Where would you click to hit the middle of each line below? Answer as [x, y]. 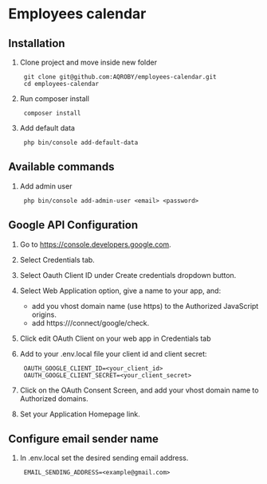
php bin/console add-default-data [81, 142]
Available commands [61, 167]
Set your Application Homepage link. [80, 414]
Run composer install [55, 99]
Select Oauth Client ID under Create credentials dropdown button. [128, 275]
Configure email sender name [84, 439]
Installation [37, 43]
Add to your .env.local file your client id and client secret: [113, 353]
